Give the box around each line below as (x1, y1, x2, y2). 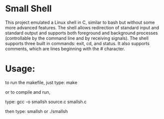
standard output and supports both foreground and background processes (5, 30, 158, 36)
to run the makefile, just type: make (5, 79, 78, 85)
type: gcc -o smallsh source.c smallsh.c (5, 99, 87, 105)
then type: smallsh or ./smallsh (5, 108, 68, 114)
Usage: (5, 63, 36, 74)
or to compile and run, (5, 89, 51, 95)
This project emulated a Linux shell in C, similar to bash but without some (5, 19, 155, 25)
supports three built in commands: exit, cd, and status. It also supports (5, 40, 150, 46)
